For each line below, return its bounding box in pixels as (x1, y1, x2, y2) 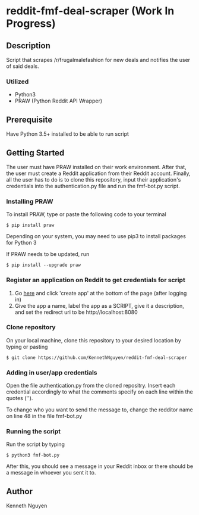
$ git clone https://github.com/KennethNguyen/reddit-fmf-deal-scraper (6, 354, 187, 361)
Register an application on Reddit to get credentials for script (6, 276, 185, 284)
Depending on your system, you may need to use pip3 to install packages (6, 233, 186, 240)
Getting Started (6, 148, 65, 158)
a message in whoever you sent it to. (6, 469, 96, 476)
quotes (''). (6, 395, 33, 402)
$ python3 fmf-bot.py (6, 452, 60, 458)
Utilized (6, 77, 29, 86)
